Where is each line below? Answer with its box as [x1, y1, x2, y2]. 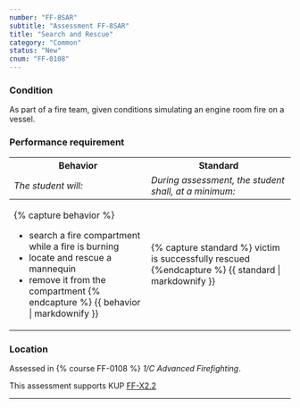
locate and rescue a [29, 251, 112, 263]
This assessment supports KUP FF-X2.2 [9, 380, 157, 391]
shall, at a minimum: [151, 185, 236, 197]
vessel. [9, 113, 36, 125]
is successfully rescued [151, 252, 250, 264]
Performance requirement [9, 136, 125, 148]
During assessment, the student [151, 173, 286, 186]
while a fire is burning [29, 240, 120, 253]
